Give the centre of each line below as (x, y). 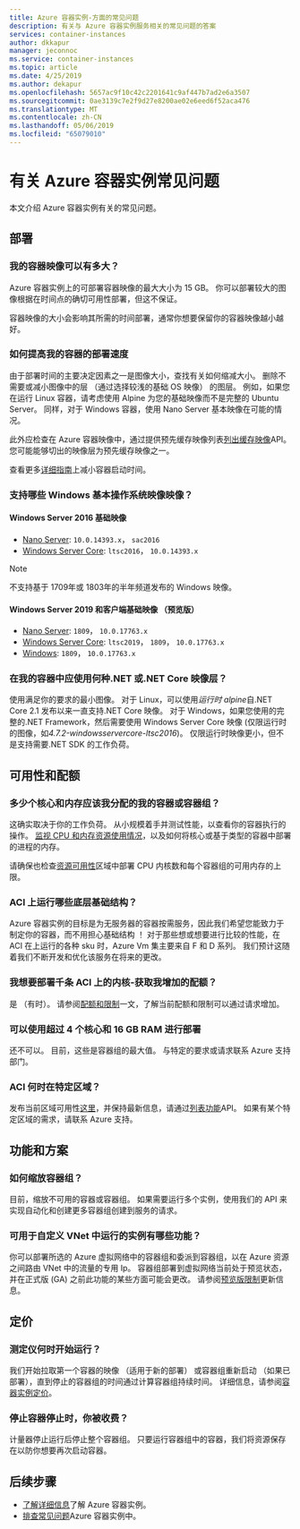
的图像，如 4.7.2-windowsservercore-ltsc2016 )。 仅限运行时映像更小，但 (143, 733)
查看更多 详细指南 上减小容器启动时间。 (80, 469)
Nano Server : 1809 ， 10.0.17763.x (85, 631)
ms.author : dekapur (46, 84)
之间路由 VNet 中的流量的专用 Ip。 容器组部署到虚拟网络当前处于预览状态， (148, 1268)
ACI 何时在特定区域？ (55, 1087)
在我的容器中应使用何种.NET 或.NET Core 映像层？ (119, 679)
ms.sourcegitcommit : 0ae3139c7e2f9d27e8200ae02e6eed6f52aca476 (130, 101)
